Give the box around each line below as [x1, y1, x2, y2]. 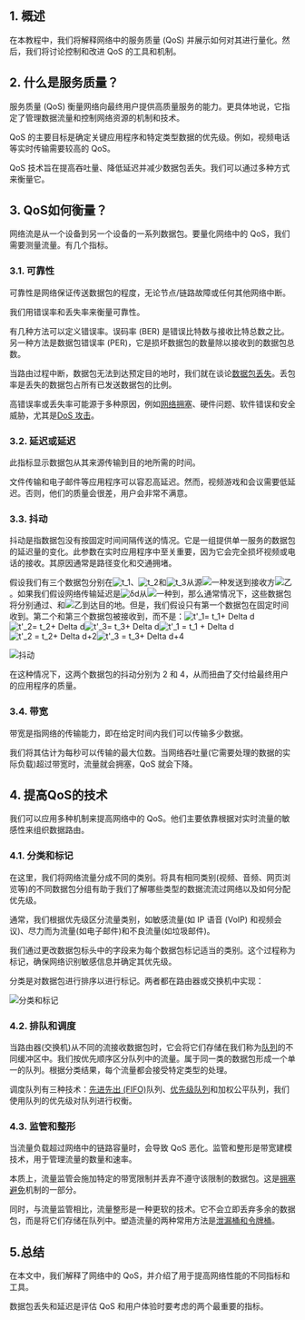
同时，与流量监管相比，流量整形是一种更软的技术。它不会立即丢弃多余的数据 [9, 1204, 296, 1215]
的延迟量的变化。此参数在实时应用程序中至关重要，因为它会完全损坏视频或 [9, 546, 288, 557]
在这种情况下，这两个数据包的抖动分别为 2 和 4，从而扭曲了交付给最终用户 [9, 669, 289, 680]
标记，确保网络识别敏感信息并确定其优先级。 [9, 956, 177, 967]
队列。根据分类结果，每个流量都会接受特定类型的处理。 [25, 1065, 232, 1076]
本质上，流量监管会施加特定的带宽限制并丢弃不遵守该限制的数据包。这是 [9, 1173, 280, 1184]
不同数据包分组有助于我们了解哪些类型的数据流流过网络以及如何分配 [35, 883, 291, 894]
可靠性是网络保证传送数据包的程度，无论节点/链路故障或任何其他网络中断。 [9, 287, 291, 298]
